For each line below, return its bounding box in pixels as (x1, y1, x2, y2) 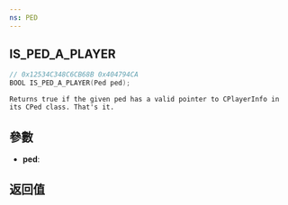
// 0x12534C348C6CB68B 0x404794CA (9, 70, 139, 79)
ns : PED (9, 13, 39, 22)
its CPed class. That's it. (9, 102, 115, 112)
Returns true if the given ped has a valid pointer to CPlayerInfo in (9, 95, 280, 104)
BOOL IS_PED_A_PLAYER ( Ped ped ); (9, 78, 130, 88)
